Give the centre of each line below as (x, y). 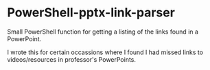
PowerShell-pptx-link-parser (91, 13)
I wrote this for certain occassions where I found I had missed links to (105, 52)
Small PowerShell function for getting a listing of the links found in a (103, 32)
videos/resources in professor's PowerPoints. (71, 59)
